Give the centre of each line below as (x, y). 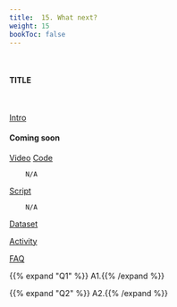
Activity (23, 241)
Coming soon (35, 138)
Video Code (31, 158)
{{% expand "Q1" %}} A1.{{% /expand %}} (87, 276)
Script (20, 191)
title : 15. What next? (54, 17)
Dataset (24, 224)
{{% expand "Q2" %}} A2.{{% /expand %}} (88, 293)
